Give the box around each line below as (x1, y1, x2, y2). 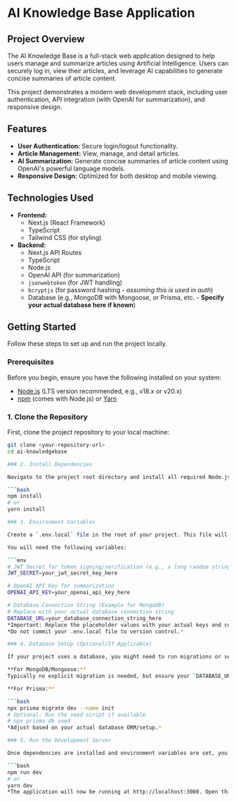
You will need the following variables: (7, 544, 128, 551)
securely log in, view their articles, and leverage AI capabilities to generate (7, 67, 223, 75)
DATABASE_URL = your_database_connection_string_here (7, 615, 162, 622)
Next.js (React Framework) (27, 218, 105, 227)
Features (7, 123, 47, 135)
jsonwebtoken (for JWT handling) (27, 278, 123, 287)
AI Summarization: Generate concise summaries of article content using (17, 156, 228, 165)
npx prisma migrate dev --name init (7, 704, 114, 712)
